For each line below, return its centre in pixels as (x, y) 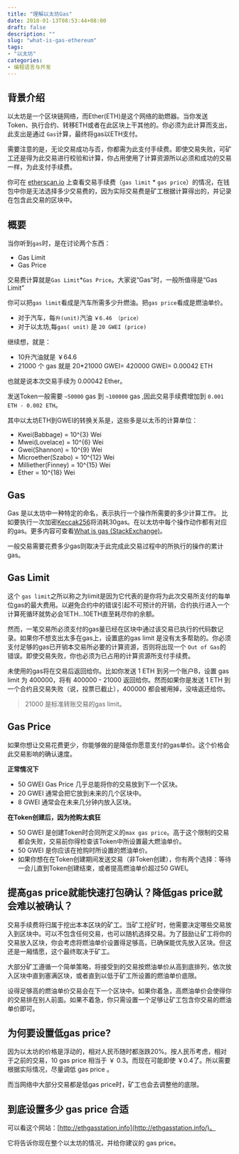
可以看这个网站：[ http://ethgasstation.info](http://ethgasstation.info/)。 (112, 1128)
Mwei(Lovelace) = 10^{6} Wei (60, 442)
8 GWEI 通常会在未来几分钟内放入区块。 (76, 802)
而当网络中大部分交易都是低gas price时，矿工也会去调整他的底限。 (105, 1085)
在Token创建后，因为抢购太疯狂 (54, 817)
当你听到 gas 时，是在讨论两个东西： (59, 243)
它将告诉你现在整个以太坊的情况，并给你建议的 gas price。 (94, 1143)
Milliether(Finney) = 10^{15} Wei (64, 465)
